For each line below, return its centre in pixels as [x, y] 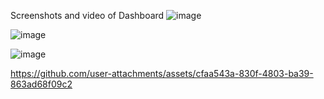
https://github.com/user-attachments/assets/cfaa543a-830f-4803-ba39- [162, 73]
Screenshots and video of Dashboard [87, 15]
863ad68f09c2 [41, 84]
